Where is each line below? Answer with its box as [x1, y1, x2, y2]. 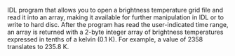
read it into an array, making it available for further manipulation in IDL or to [7, 13, 224, 21]
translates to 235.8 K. [7, 43, 69, 50]
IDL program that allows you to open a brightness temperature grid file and [7, 6, 223, 14]
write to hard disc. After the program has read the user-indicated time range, [7, 21, 229, 28]
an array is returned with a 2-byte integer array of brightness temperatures [7, 28, 224, 36]
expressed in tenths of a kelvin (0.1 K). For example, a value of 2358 [7, 35, 203, 44]
